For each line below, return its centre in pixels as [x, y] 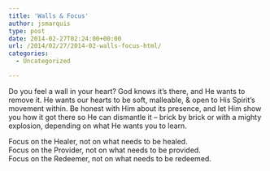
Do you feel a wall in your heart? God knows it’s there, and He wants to [127, 91]
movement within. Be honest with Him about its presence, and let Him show [135, 108]
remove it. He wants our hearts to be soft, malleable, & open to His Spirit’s [132, 100]
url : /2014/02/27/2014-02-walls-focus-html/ [85, 46]
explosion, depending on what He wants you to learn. [98, 126]
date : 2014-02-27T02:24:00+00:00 [65, 38]
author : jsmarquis [39, 24]
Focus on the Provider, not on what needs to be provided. [105, 150]
